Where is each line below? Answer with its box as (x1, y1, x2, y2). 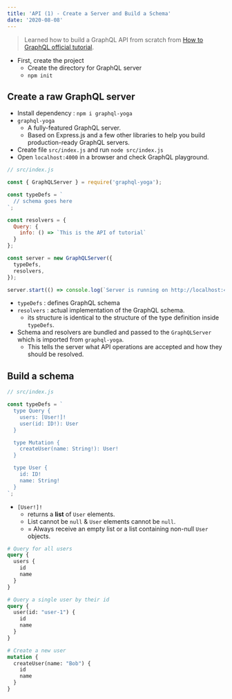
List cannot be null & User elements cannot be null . (27, 517, 176, 525)
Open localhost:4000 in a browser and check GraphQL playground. (17, 153, 209, 161)
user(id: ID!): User (19, 420, 79, 427)
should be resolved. (27, 350, 84, 359)
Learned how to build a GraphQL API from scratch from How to (23, 35, 204, 43)
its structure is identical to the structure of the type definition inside (27, 313, 220, 322)
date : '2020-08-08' (7, 17, 64, 23)
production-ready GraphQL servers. (27, 139, 130, 147)
